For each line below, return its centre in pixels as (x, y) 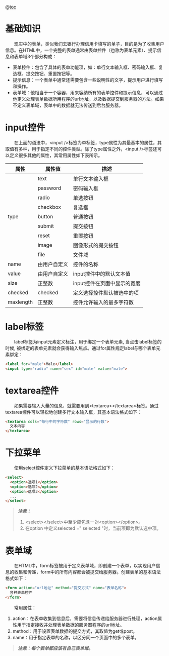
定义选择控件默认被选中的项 (106, 293)
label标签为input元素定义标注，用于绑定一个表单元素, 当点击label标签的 (88, 341)
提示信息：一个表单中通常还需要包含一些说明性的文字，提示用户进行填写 (88, 80)
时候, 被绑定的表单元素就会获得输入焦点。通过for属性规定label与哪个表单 (81, 348)
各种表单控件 (21, 593)
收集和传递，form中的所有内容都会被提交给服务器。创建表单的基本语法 (87, 572)
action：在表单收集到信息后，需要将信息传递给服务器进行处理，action (85, 618)
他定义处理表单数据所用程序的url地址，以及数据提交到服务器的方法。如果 (88, 99)
